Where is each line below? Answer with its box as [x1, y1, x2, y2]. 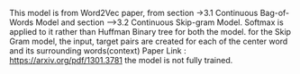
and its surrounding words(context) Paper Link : [9, 45, 186, 56]
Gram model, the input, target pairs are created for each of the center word [9, 36, 288, 46]
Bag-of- [259, 8, 290, 18]
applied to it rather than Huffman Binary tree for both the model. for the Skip [9, 27, 291, 37]
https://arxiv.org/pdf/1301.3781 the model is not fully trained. [9, 55, 233, 65]
